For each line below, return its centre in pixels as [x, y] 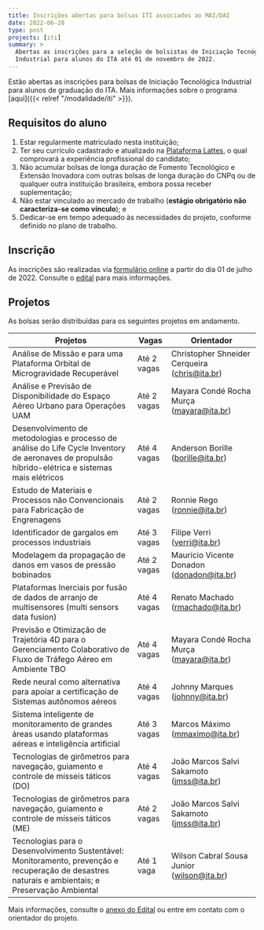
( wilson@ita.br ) [199, 876]
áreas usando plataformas [60, 734]
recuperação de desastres [61, 871]
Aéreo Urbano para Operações [69, 406]
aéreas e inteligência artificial [66, 744]
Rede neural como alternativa [66, 682]
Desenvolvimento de [50, 428]
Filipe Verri [191, 533]
